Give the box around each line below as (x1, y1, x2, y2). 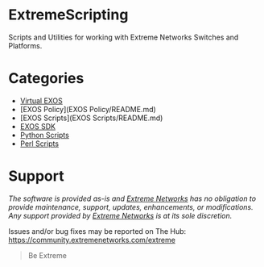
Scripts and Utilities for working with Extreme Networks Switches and (8, 32, 239, 42)
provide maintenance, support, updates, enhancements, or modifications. (8, 202, 254, 211)
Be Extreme (27, 250, 67, 260)
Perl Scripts (19, 139, 59, 148)
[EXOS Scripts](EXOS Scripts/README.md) (19, 113, 163, 123)
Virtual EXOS (19, 95, 63, 106)
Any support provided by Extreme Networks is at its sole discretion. (8, 211, 233, 220)
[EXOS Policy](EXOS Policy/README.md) (19, 104, 157, 114)
